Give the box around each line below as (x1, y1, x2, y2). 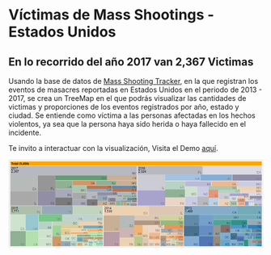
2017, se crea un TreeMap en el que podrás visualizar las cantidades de (8, 94, 247, 102)
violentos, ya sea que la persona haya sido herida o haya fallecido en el (8, 119, 247, 128)
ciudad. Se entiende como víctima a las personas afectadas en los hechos (8, 111, 256, 120)
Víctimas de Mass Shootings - (8, 6, 214, 24)
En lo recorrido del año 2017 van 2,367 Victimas (8, 55, 254, 69)
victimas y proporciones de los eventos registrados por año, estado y (8, 102, 239, 111)
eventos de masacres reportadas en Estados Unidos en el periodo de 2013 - (8, 85, 263, 94)
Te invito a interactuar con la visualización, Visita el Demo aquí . (8, 144, 218, 153)
